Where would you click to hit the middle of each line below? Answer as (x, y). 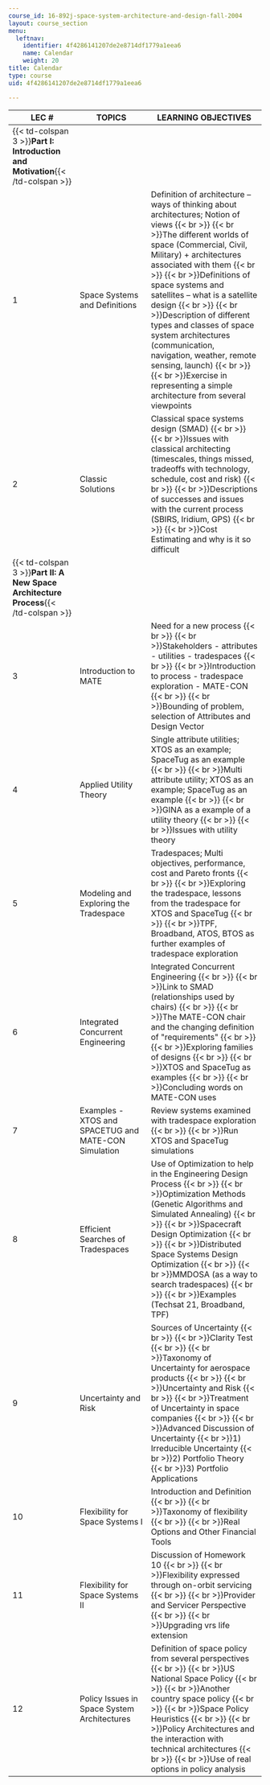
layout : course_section (48, 23)
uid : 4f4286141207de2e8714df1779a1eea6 (75, 83)
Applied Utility (106, 784)
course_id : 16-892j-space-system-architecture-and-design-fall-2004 (125, 16)
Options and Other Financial (203, 1532)
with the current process (197, 509)
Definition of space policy (199, 1648)
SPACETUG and (109, 1130)
